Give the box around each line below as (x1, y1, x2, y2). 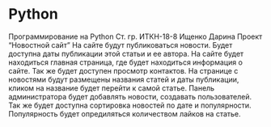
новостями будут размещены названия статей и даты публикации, (8, 74, 239, 84)
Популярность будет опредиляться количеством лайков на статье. (8, 108, 241, 118)
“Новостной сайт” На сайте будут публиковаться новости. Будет (8, 40, 233, 49)
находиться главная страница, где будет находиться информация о (8, 57, 243, 67)
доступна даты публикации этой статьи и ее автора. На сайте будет (8, 49, 244, 58)
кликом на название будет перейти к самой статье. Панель (8, 83, 215, 93)
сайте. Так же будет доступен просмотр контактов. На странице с (8, 66, 239, 75)
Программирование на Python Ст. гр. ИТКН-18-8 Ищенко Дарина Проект (8, 32, 263, 41)
